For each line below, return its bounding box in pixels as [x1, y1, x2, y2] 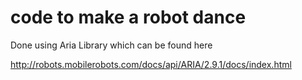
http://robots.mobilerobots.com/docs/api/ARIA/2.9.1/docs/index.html [10, 58, 292, 70]
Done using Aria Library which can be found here [10, 39, 213, 51]
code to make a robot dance [10, 6, 247, 29]
